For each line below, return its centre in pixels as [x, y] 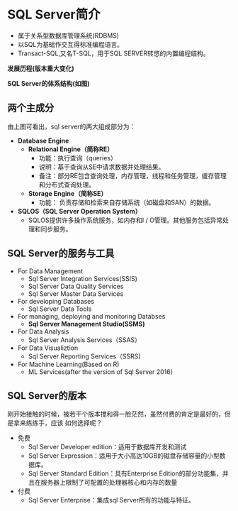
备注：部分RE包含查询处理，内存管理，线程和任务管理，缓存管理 [132, 175]
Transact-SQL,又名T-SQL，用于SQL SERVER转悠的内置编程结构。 [113, 53]
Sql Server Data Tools [60, 309]
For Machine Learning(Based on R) [68, 364]
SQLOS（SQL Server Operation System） [79, 211]
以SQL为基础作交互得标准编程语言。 [70, 44]
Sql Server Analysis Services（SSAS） [85, 340]
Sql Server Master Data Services [76, 293]
